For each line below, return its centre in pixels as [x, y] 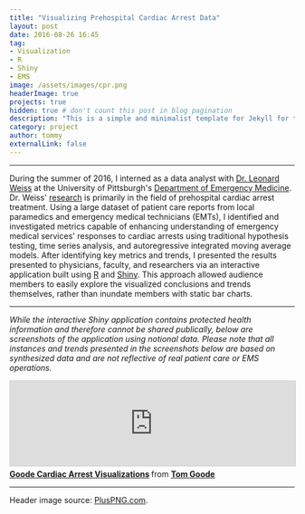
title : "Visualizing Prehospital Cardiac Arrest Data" [115, 18]
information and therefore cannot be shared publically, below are [131, 329]
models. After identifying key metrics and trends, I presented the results [143, 255]
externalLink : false [48, 144]
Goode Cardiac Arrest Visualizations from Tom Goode [112, 474]
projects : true [38, 102]
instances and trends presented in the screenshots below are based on [143, 348]
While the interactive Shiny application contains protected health [130, 319]
